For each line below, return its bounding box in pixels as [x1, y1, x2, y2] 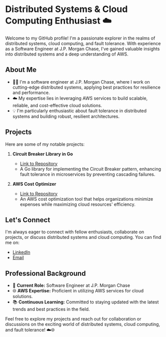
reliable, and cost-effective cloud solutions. [12, 102, 102, 108]
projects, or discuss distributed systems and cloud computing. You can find [5, 234, 161, 240]
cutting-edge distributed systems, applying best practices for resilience [12, 84, 160, 90]
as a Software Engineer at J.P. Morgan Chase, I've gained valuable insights [5, 46, 160, 52]
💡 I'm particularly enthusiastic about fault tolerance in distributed [12, 108, 147, 114]
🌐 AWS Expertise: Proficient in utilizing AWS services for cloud [12, 288, 144, 294]
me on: [5, 239, 20, 246]
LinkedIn [12, 249, 31, 255]
